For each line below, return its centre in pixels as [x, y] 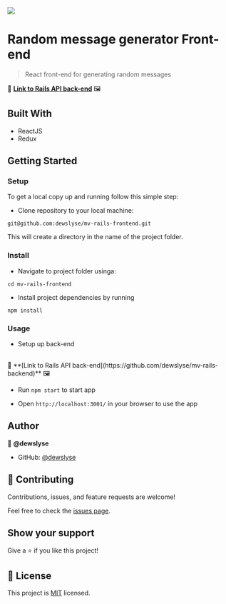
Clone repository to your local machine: [76, 211]
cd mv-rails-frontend [40, 284]
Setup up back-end [46, 344]
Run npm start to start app [57, 390]
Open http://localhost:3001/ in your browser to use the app [108, 404]
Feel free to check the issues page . [59, 510]
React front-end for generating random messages [98, 74]
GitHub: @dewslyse [47, 457]
